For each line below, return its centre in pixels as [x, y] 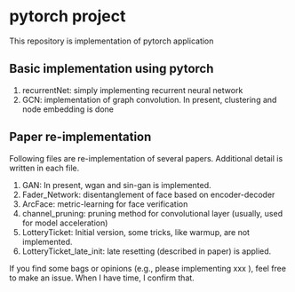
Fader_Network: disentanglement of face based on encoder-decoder [148, 194]
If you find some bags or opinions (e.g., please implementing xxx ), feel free [148, 268]
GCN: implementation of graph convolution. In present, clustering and [149, 99]
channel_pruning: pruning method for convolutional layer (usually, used [152, 213]
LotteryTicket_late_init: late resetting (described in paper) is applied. [147, 251]
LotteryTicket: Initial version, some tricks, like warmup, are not [136, 232]
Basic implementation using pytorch [112, 69]
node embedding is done [68, 109]
